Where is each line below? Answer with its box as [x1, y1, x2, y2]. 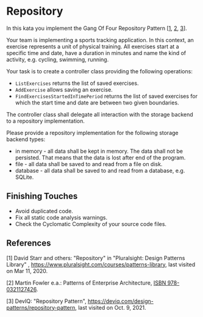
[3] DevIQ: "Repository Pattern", [6, 297, 87, 305]
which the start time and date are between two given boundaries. [15, 99, 179, 106]
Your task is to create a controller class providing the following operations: [6, 67, 193, 75]
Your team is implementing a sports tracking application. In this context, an [6, 36, 194, 43]
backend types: [6, 136, 46, 143]
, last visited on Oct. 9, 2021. [75, 304, 146, 311]
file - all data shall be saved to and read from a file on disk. [15, 160, 163, 167]
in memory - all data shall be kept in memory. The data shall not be [15, 147, 183, 155]
